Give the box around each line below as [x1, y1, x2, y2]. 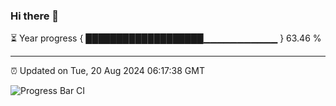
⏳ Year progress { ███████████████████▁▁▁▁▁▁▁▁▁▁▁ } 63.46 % [10, 32, 322, 44]
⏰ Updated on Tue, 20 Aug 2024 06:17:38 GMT [10, 65, 205, 77]
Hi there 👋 [10, 9, 60, 23]
